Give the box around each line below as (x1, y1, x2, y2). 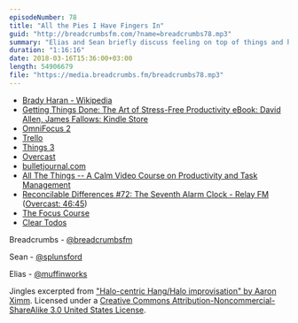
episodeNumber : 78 (9, 12, 77, 22)
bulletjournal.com (21, 160, 87, 171)
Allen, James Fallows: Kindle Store (21, 113, 149, 124)
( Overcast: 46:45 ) (21, 198, 88, 209)
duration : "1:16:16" (9, 46, 86, 55)
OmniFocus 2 (21, 123, 71, 134)
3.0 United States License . (50, 304, 146, 315)
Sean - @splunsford (9, 251, 82, 262)
